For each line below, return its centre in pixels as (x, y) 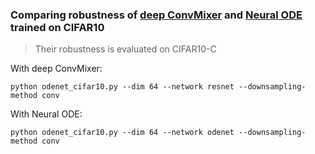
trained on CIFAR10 (57, 27)
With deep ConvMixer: (56, 69)
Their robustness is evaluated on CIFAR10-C (125, 49)
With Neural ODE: (46, 114)
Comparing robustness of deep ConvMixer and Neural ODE (156, 15)
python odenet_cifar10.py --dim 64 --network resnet (122, 87)
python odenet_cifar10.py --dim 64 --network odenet (122, 133)
